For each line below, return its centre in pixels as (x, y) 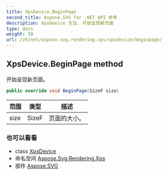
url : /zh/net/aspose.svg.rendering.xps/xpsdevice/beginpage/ (84, 40)
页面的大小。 (67, 118)
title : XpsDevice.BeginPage (41, 12)
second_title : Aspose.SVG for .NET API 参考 (62, 17)
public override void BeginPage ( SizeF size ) (63, 91)
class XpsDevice (35, 151)
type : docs (20, 29)
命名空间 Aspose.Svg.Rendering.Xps (60, 158)
